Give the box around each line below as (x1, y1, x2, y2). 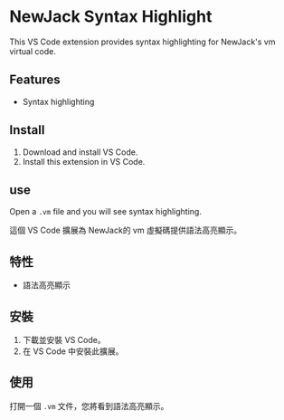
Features (9, 72, 61, 88)
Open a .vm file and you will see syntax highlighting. (9, 206, 202, 217)
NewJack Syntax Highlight (9, 6, 213, 27)
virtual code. (9, 45, 56, 56)
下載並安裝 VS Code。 (22, 335, 106, 345)
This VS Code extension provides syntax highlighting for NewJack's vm (9, 36, 276, 47)
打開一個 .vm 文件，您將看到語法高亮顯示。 (9, 400, 169, 411)
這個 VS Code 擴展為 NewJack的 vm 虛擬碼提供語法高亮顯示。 (9, 224, 242, 236)
